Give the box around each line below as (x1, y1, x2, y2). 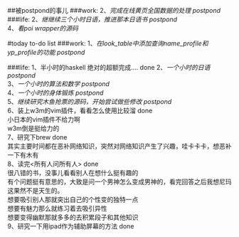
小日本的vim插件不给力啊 (7, 115, 80, 123)
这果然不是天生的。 (7, 186, 64, 194)
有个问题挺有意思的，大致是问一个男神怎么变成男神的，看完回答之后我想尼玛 (7, 177, 232, 186)
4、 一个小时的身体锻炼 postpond (7, 88, 104, 97)
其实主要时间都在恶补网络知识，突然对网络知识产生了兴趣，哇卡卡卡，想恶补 (7, 142, 232, 150)
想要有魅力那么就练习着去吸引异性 (7, 204, 107, 212)
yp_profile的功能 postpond (7, 48, 85, 56)
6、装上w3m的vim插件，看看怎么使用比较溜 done (7, 106, 153, 115)
